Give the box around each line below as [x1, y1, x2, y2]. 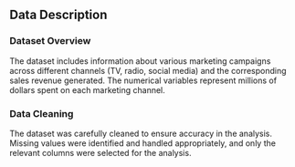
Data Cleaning [9, 107, 74, 120]
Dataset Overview [9, 35, 91, 47]
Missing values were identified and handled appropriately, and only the [9, 137, 277, 149]
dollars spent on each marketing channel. [9, 84, 166, 95]
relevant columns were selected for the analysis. [9, 147, 192, 158]
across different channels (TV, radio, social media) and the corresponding [9, 65, 287, 76]
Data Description [9, 7, 108, 23]
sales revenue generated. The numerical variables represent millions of [9, 75, 277, 86]
